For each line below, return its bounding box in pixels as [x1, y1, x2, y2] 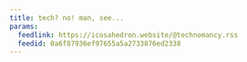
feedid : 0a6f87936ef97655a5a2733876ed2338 [17, 38, 181, 48]
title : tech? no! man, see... [9, 13, 125, 23]
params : [9, 22, 39, 31]
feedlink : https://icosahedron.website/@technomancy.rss [17, 30, 239, 39]
